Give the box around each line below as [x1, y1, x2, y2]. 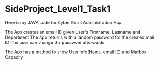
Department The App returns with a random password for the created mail [5, 34, 155, 40]
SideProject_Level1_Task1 [5, 3, 111, 15]
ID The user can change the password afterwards [5, 39, 105, 45]
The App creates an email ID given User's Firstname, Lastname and [5, 29, 140, 35]
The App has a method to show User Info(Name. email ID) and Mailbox [5, 49, 147, 55]
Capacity [5, 54, 23, 60]
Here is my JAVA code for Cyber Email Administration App [5, 20, 122, 25]
